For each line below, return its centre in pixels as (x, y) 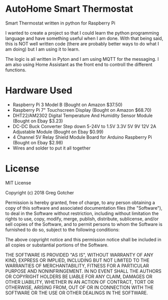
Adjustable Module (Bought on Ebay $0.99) (58, 132)
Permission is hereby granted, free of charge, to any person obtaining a (80, 203)
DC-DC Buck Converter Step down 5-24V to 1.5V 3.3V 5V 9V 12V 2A (84, 126)
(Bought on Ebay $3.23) (38, 121)
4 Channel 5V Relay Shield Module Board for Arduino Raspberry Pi (82, 137)
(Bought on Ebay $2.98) (38, 142)
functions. (16, 70)
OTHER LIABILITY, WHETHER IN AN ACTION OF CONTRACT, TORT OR (79, 282)
